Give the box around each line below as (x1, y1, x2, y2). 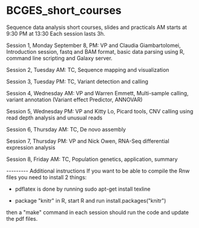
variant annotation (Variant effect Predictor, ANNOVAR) (6, 96, 143, 103)
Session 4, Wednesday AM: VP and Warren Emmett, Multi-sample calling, (6, 89, 189, 97)
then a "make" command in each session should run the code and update (6, 209, 189, 216)
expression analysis (6, 144, 55, 151)
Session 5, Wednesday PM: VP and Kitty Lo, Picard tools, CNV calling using (6, 107, 194, 115)
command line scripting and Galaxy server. (6, 54, 113, 62)
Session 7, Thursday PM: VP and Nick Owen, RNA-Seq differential (6, 137, 170, 145)
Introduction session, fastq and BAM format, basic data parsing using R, (6, 48, 185, 55)
